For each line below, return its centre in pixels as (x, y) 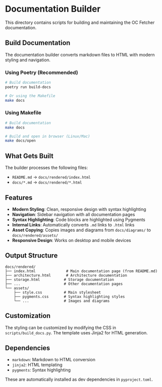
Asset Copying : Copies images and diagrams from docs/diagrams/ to (81, 230)
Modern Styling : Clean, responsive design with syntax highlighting (79, 209)
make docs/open (20, 141)
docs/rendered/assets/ (35, 235)
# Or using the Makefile (30, 96)
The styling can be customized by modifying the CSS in (61, 328)
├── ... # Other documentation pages (64, 284)
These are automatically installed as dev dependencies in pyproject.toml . (79, 379)
